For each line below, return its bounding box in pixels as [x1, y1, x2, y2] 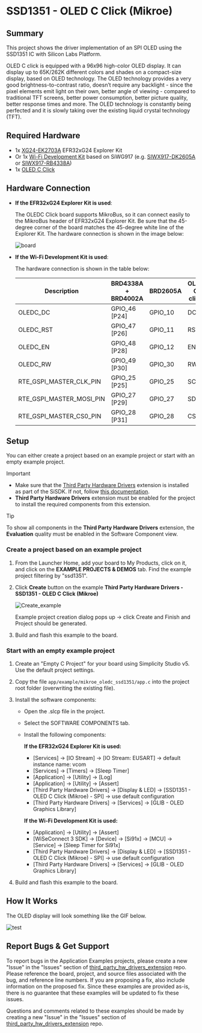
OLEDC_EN [17, 343, 50, 351]
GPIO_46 [111, 304, 136, 313]
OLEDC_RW [17, 360, 52, 368]
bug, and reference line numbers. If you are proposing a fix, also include [6, 976, 185, 984]
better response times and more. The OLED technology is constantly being [6, 100, 191, 108]
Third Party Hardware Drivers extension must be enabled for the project [14, 494, 195, 501]
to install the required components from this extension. [14, 501, 151, 508]
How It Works [6, 896, 58, 906]
